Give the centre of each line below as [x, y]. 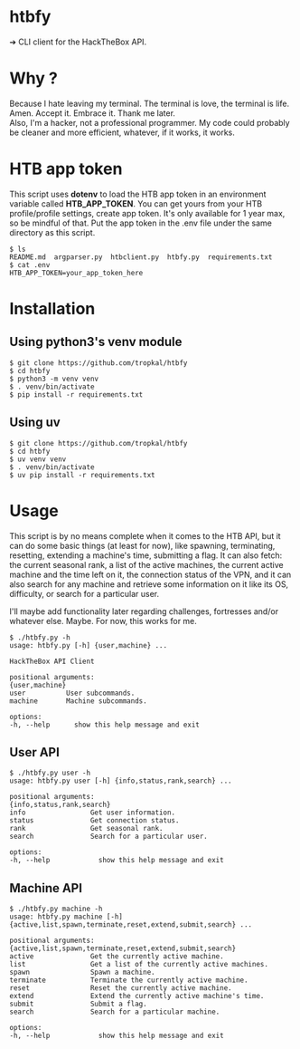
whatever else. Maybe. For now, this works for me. [103, 621]
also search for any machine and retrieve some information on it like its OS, [149, 584]
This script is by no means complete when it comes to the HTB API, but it [145, 535]
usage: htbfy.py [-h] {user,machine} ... [89, 645]
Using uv [35, 423]
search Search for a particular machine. [115, 1012]
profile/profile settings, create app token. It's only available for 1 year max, [147, 213]
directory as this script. [52, 232]
